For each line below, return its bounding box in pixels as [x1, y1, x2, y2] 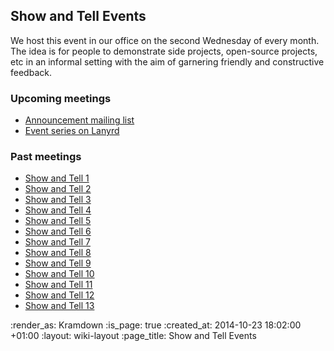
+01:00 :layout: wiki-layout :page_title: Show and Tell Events [10, 330, 257, 342]
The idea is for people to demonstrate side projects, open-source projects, [10, 45, 318, 57]
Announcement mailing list [24, 114, 135, 126]
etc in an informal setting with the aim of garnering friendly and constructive [10, 55, 325, 68]
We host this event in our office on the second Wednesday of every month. [10, 34, 320, 46]
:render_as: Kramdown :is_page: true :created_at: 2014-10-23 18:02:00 [10, 319, 302, 331]
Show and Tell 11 [24, 279, 93, 291]
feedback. [10, 66, 52, 78]
